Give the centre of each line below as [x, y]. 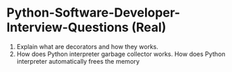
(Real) [149, 27]
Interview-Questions [68, 27]
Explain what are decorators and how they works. [88, 46]
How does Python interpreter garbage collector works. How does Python [121, 54]
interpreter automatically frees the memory [78, 61]
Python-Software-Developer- [93, 13]
